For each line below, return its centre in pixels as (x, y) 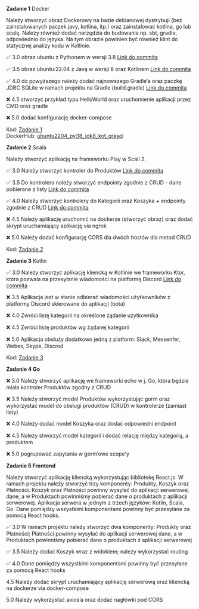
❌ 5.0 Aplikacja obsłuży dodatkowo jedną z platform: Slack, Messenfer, (93, 339)
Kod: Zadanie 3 (25, 357)
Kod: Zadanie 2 (25, 249)
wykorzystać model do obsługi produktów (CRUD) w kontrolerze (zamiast (96, 406)
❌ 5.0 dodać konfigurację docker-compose (59, 118)
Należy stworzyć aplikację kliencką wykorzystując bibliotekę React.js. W (95, 477)
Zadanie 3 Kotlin (27, 261)
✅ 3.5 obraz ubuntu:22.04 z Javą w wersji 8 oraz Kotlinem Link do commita (99, 69)
